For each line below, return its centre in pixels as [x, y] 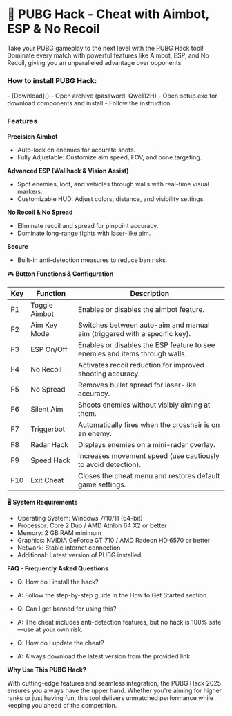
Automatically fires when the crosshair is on [149, 424]
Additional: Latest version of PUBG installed [79, 555]
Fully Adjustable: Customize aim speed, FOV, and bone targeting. [109, 157]
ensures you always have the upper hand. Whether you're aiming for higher [115, 690]
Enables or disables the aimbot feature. [142, 309]
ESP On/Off [49, 349]
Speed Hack [50, 460]
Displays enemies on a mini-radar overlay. [147, 444]
